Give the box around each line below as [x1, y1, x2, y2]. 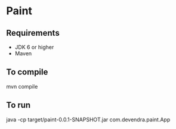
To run [6, 100, 31, 111]
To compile [6, 67, 48, 77]
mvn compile [6, 83, 38, 90]
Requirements [6, 28, 60, 38]
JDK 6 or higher [14, 43, 54, 51]
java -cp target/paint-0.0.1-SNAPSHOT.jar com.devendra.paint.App [6, 116, 171, 123]
